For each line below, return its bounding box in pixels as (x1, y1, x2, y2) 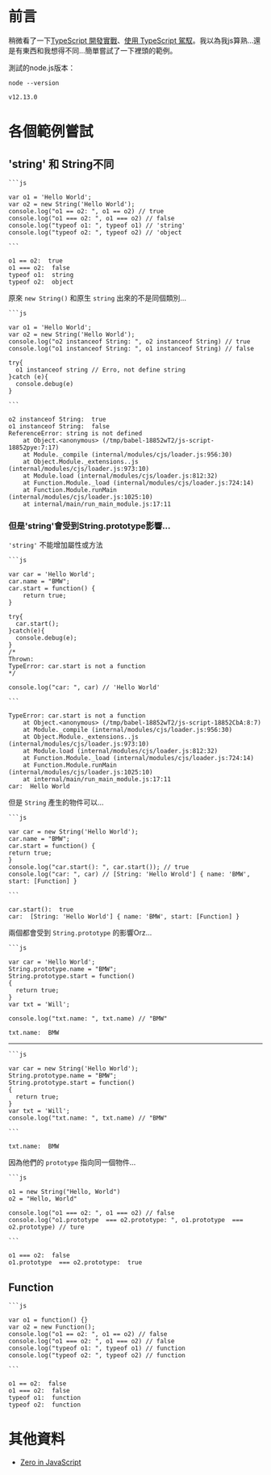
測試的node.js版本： (8, 62, 76, 73)
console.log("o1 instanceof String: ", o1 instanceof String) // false (8, 344, 254, 352)
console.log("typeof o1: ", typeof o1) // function (8, 1344, 186, 1353)
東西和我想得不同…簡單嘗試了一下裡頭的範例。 (22, 45, 177, 55)
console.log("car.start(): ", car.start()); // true (8, 864, 190, 872)
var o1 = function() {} (8, 1316, 89, 1325)
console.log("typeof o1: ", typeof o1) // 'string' (8, 221, 186, 229)
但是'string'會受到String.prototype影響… (8, 520, 171, 532)
